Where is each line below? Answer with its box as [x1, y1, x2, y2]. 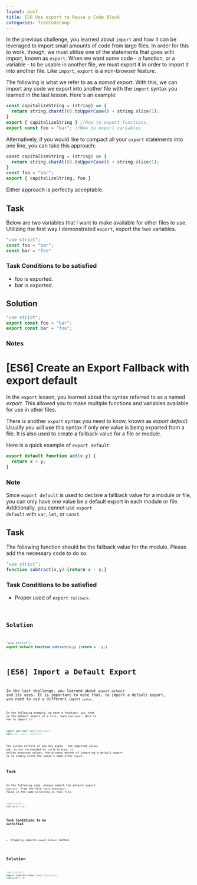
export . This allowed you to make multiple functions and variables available [6, 400, 189, 407]
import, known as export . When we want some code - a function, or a [6, 54, 175, 62]
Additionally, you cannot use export [6, 504, 93, 511]
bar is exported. [14, 281, 54, 288]
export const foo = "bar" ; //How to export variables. [6, 125, 144, 131]
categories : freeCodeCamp [6, 20, 70, 25]
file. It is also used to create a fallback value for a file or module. [6, 430, 162, 437]
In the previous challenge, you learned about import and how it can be [6, 36, 177, 43]
